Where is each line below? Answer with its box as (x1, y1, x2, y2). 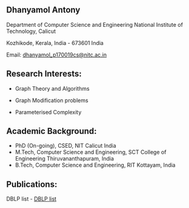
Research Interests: (6, 69, 82, 79)
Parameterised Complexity (15, 108, 82, 116)
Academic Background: (6, 126, 97, 136)
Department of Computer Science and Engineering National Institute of (6, 21, 184, 28)
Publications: (6, 179, 58, 189)
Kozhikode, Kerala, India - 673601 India (6, 39, 104, 46)
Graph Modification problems (15, 97, 89, 104)
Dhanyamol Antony (6, 5, 81, 15)
